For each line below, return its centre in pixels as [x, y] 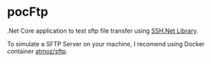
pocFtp [28, 12]
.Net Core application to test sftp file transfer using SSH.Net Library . [103, 31]
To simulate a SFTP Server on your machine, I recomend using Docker [106, 44]
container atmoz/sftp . [38, 51]
